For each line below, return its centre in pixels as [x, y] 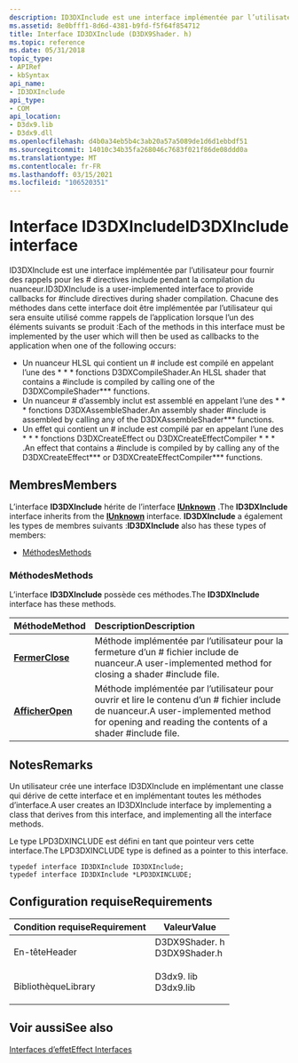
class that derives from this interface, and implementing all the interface [141, 814]
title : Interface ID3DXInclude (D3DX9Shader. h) [101, 34]
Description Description [145, 626]
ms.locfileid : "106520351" [59, 183]
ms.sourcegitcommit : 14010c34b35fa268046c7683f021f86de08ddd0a [129, 149]
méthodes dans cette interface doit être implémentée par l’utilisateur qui [141, 308]
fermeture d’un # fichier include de [167, 652]
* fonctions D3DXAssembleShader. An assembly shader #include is [144, 411]
